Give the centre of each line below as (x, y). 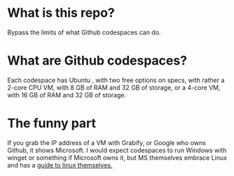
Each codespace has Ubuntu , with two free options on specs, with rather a (116, 80)
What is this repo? (61, 13)
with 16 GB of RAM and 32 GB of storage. (67, 95)
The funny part (52, 123)
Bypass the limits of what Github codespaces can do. (84, 32)
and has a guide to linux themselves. (60, 165)
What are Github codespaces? (97, 61)
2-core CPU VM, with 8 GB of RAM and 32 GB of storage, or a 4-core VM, (114, 87)
